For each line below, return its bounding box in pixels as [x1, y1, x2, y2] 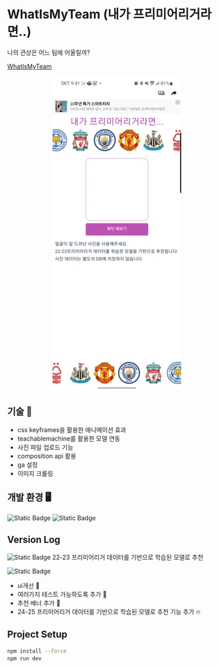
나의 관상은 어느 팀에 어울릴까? [7, 48, 90, 57]
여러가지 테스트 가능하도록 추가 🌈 [17, 591, 108, 599]
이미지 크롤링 [17, 469, 54, 477]
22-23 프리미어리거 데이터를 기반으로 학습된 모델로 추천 [51, 553, 204, 562]
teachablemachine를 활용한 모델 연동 [17, 434, 120, 443]
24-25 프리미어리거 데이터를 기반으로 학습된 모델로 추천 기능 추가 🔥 [17, 608, 201, 616]
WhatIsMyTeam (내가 [7, 6, 131, 22]
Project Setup [7, 628, 68, 640]
